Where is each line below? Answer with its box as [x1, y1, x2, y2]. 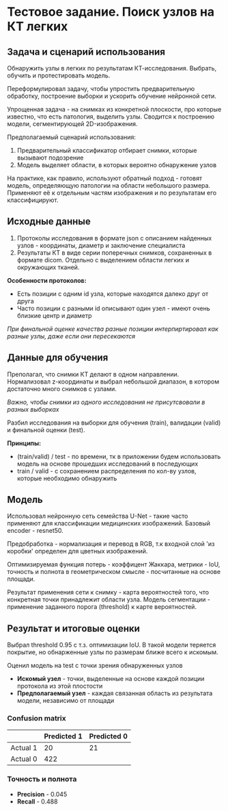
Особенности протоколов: [7, 276, 87, 284]
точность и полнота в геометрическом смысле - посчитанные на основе [7, 568, 220, 576]
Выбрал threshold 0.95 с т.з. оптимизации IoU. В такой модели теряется [7, 641, 216, 649]
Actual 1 [10, 743, 38, 752]
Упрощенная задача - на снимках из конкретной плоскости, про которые [7, 105, 222, 113]
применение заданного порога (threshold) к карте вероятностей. [7, 603, 197, 611]
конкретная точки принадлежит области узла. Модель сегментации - [7, 595, 210, 603]
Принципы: [7, 439, 42, 447]
